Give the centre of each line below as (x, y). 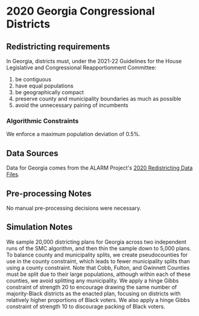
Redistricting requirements (58, 46)
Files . (13, 174)
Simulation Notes (39, 227)
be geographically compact (49, 92)
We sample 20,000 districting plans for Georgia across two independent (96, 242)
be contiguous (33, 79)
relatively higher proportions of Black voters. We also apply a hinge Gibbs (98, 300)
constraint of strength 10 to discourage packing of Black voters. (86, 306)
